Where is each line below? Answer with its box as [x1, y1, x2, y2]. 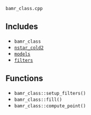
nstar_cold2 [14, 44, 44, 50]
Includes [5, 21, 38, 32]
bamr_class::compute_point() [14, 103, 86, 109]
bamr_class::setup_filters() [14, 90, 86, 96]
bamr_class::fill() [14, 97, 63, 103]
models [14, 51, 31, 57]
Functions [5, 74, 44, 84]
